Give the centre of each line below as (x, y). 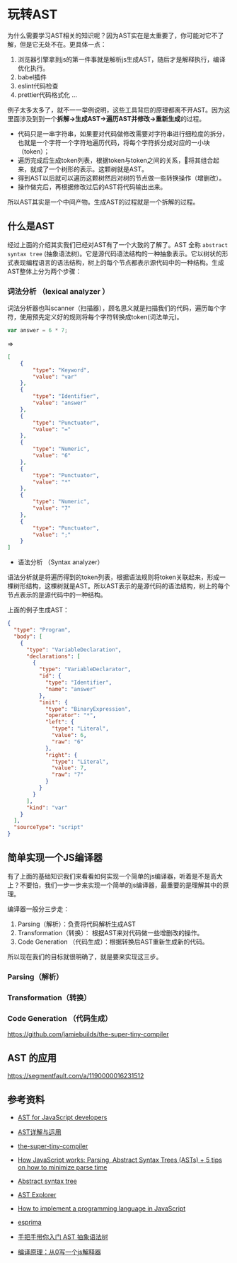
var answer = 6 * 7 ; (38, 331)
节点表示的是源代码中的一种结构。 (57, 595)
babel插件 (32, 77)
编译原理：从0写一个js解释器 (59, 1252)
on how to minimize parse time (62, 1167)
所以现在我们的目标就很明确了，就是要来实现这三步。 (85, 956)
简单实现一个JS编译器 (55, 858)
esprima (29, 1222)
